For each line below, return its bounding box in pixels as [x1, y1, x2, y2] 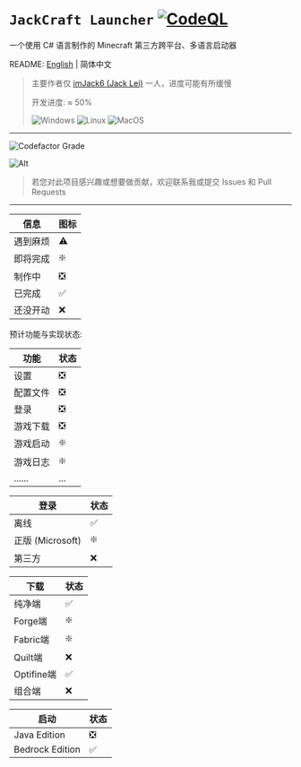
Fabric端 [13, 633, 50, 646]
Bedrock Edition [13, 743, 81, 755]
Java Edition [13, 728, 65, 741]
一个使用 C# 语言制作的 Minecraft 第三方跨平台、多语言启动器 [9, 39, 237, 50]
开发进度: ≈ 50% [30, 97, 92, 108]
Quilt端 [13, 651, 43, 663]
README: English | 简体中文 [9, 58, 112, 69]
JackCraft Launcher [9, 12, 154, 29]
